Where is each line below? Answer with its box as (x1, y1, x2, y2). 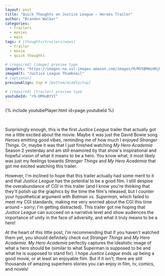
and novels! (5, 266, 28, 272)
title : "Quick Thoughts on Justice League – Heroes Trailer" (5, 12, 133, 17)
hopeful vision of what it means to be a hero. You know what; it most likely (5, 152, 156, 158)
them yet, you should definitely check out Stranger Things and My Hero (5, 235, 150, 241)
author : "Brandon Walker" (5, 16, 58, 21)
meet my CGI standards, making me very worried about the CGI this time (5, 199, 152, 205)
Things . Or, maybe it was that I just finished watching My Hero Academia (5, 142, 153, 148)
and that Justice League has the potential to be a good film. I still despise (5, 178, 153, 184)
